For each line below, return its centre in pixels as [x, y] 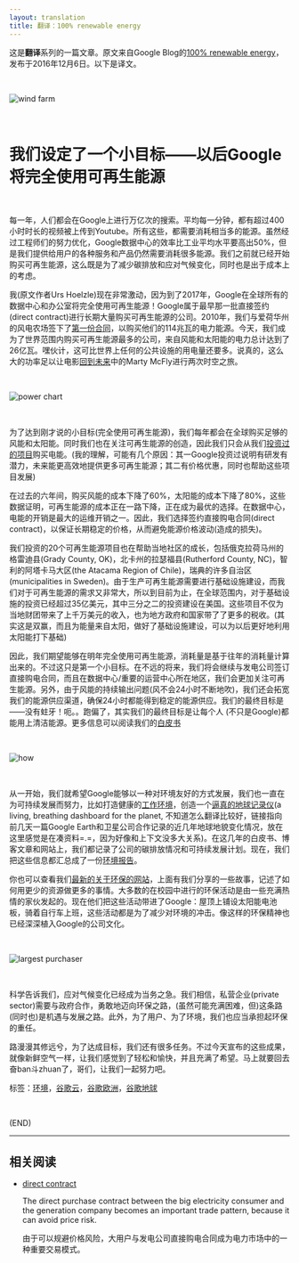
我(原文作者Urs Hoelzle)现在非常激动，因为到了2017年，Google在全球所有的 [149, 295]
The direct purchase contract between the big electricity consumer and [153, 1201]
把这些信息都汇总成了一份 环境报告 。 [76, 860]
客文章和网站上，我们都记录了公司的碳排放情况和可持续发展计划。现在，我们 [149, 849]
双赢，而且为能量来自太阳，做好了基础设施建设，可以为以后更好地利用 [161, 626]
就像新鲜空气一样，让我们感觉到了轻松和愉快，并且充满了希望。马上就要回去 [149, 1058]
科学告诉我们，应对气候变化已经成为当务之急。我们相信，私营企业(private [144, 995]
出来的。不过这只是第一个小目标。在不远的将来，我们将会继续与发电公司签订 [149, 667]
